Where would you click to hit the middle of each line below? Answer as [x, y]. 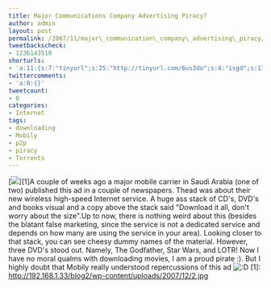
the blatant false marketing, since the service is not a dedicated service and [134, 224]
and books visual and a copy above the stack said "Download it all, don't [129, 208]
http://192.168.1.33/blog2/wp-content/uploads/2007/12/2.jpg [108, 276]
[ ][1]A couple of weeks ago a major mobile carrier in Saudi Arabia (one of [134, 182]
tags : [17, 121]
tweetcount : [28, 91]
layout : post [30, 31]
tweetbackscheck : [38, 46]
